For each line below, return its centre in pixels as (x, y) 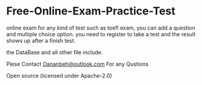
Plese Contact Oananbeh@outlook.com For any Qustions (77, 64)
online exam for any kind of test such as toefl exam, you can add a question (101, 28)
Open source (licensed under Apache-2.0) (59, 75)
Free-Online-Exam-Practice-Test (91, 11)
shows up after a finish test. (41, 40)
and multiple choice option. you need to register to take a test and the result (101, 34)
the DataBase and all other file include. (55, 52)
